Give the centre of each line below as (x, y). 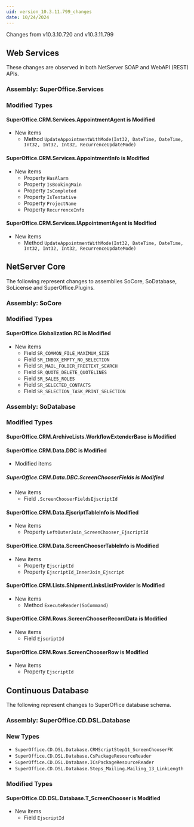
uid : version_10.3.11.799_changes (49, 12)
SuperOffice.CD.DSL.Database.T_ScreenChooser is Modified (83, 798)
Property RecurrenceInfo (54, 209)
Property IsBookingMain (53, 184)
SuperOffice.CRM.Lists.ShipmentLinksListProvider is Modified (86, 586)
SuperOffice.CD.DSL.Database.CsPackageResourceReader (83, 756)
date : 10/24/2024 (28, 17)
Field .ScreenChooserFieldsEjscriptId (71, 499)
